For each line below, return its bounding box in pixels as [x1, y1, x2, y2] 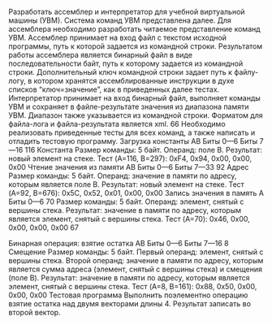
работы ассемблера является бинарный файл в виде [8, 50, 193, 59]
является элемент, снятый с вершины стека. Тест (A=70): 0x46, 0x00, [8, 214, 250, 223]
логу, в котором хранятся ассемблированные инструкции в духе [8, 76, 235, 85]
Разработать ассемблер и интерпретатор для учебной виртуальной [8, 7, 245, 16]
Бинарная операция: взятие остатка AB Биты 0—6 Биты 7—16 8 [8, 239, 229, 248]
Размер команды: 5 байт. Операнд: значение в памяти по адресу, [8, 171, 237, 180]
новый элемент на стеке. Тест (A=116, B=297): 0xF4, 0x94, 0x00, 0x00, [8, 154, 253, 163]
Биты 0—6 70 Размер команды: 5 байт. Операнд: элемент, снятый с [8, 197, 244, 206]
